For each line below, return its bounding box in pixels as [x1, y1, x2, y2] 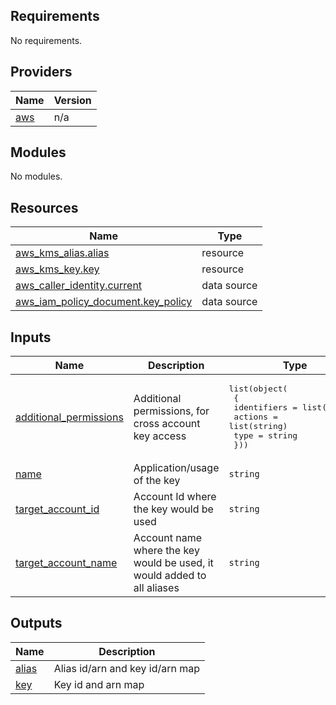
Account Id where [133, 490, 217, 504]
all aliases [133, 581, 180, 595]
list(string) [228, 421, 288, 432]
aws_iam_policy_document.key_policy [15, 295, 193, 309]
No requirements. [10, 34, 83, 46]
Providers [10, 64, 73, 81]
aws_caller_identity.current [15, 279, 143, 293]
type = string [233, 430, 298, 441]
